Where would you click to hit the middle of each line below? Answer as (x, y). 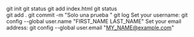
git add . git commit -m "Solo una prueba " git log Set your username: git (97, 15)
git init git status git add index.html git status (62, 9)
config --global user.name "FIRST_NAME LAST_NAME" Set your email (94, 21)
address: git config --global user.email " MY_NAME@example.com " (90, 27)
